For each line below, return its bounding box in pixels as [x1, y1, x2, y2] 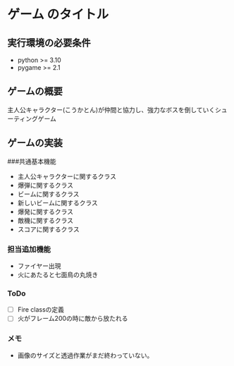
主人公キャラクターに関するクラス [17, 172, 116, 181]
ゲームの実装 [7, 137, 63, 149]
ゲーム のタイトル [7, 6, 109, 23]
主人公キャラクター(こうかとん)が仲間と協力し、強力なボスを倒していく [7, 105, 216, 114]
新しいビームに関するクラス [17, 198, 99, 207]
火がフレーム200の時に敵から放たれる [17, 315, 128, 323]
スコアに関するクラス [17, 225, 80, 233]
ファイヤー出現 [17, 262, 61, 270]
